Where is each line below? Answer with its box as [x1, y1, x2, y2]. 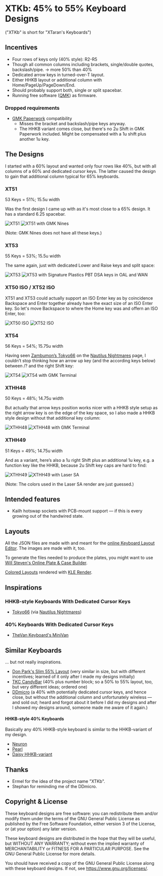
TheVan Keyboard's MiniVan [12, 632, 69, 638]
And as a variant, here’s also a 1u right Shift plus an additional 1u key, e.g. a [5, 457, 154, 463]
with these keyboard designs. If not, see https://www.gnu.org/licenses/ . [5, 865, 148, 871]
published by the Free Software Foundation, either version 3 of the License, [5, 821, 156, 826]
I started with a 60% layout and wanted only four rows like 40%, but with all [5, 163, 157, 169]
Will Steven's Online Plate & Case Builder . [5, 560, 88, 566]
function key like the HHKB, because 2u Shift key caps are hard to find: [5, 462, 147, 468]
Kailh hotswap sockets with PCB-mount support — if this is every [12, 508, 143, 514]
